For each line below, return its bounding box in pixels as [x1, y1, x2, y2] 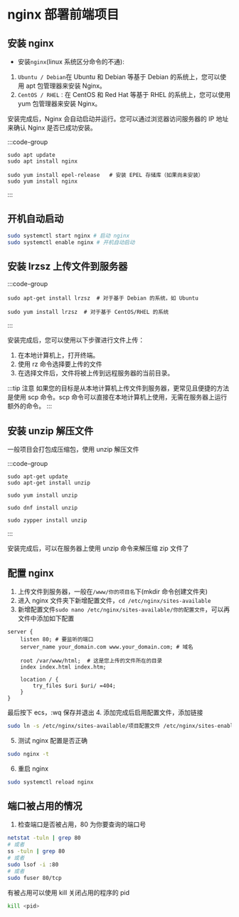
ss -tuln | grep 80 [7, 848, 65, 855]
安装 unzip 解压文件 [7, 425, 94, 437]
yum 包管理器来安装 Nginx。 [17, 99, 102, 108]
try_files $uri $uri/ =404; [33, 682, 116, 689]
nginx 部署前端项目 [7, 6, 119, 23]
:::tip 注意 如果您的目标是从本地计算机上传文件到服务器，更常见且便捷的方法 [7, 384, 230, 392]
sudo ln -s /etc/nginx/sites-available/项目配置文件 [7, 722, 161, 729]
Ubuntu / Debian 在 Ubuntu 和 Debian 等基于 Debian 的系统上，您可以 [17, 73, 221, 81]
